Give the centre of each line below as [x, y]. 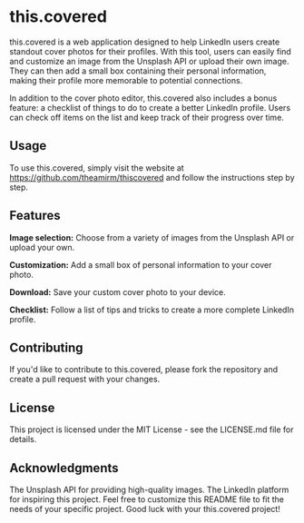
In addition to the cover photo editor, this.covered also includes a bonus [143, 98]
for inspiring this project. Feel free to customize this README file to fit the [147, 499]
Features [35, 216]
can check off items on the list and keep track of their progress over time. [147, 117]
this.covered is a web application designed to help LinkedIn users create [145, 42]
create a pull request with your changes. [85, 380]
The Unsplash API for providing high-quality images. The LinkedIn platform [149, 489]
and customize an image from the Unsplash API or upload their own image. [149, 61]
